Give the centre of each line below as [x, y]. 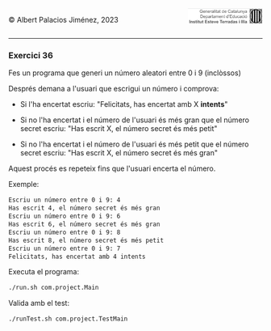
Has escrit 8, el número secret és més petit [86, 241]
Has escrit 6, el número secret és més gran [84, 225]
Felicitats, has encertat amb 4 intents [77, 257]
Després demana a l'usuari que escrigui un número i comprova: [114, 89]
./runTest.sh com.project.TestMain [68, 319]
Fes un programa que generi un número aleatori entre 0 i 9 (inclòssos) [125, 73]
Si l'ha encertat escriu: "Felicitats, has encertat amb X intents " [124, 104]
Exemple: [24, 185]
